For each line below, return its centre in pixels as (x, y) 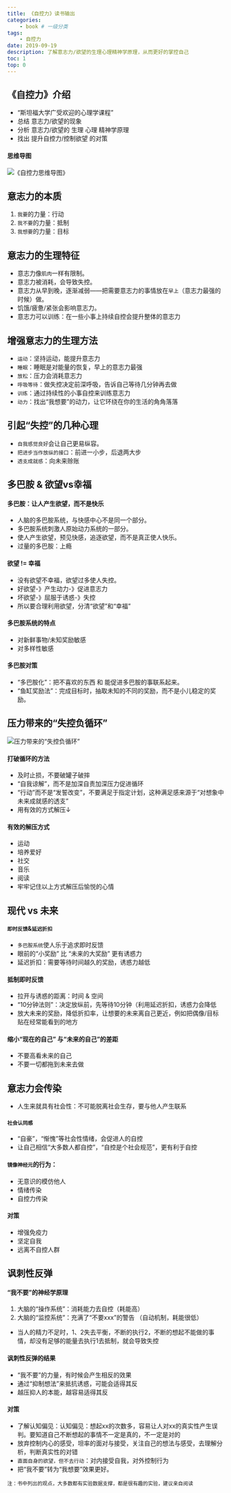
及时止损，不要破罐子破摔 (53, 775)
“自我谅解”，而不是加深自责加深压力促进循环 (80, 784)
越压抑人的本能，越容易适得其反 (62, 1392)
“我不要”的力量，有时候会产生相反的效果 (74, 1375)
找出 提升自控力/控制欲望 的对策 (62, 138)
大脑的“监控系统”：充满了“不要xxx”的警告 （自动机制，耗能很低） (110, 1317)
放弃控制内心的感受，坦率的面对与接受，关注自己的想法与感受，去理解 (117, 1443)
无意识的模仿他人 (41, 1181)
